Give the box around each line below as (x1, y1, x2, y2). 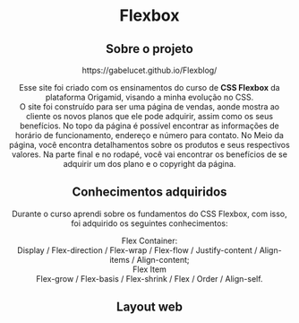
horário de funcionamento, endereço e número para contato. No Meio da (15, 130, 284, 140)
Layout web (116, 300, 183, 315)
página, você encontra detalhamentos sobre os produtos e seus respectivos (9, 140, 290, 150)
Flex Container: (121, 235, 178, 246)
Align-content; (136, 254, 190, 265)
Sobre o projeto (106, 41, 193, 57)
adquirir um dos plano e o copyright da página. (63, 159, 236, 169)
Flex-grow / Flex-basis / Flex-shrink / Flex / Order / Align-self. (36, 273, 263, 284)
